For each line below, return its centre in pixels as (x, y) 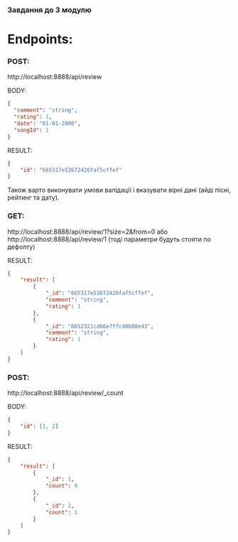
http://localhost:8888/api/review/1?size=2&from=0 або (88, 232)
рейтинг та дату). (33, 197)
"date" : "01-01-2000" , (47, 124)
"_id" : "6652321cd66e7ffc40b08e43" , (99, 326)
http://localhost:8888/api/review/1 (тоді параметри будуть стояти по (109, 239)
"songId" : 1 (32, 130)
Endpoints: (40, 39)
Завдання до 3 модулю (50, 10)
